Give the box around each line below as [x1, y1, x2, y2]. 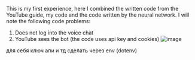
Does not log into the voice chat [14, 29, 94, 36]
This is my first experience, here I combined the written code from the [6, 5, 179, 12]
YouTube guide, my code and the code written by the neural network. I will [6, 11, 190, 18]
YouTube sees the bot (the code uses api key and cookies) [14, 36, 160, 42]
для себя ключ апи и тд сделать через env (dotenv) [6, 47, 138, 54]
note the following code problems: [6, 18, 91, 24]
